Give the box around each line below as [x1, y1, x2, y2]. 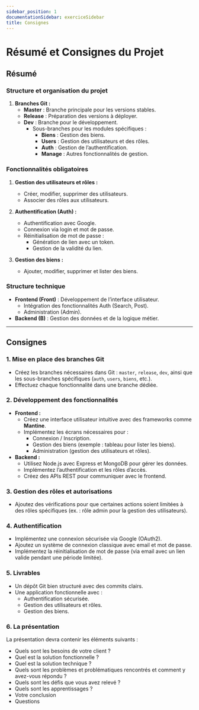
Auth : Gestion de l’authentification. [41, 144, 129, 151]
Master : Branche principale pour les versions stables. [23, 106, 156, 113]
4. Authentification [6, 522, 62, 530]
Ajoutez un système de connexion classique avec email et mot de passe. [14, 542, 192, 549]
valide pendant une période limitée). [14, 554, 103, 561]
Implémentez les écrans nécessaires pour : [23, 428, 129, 436]
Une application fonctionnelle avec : [14, 589, 102, 596]
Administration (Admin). [23, 308, 82, 315]
